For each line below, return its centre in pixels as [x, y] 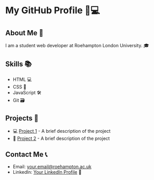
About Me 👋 [24, 33]
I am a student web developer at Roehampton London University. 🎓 [77, 45]
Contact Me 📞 [26, 155]
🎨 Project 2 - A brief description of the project [61, 138]
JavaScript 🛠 [27, 92]
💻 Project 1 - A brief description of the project [62, 131]
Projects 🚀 [22, 118]
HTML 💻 [22, 79]
